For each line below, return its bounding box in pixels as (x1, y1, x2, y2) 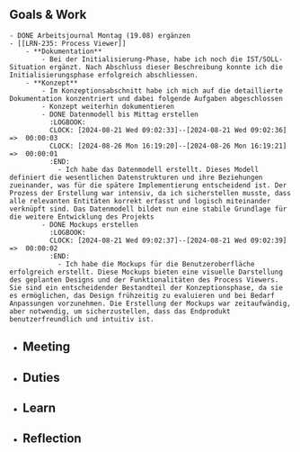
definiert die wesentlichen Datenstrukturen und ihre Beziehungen (9, 173, 263, 182)
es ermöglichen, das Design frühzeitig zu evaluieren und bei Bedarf (9, 291, 276, 300)
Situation (9, 62, 47, 71)
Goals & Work (9, 7, 87, 23)
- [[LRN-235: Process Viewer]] (9, 39, 127, 48)
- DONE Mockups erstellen (41, 220, 139, 229)
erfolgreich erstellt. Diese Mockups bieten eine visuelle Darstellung (9, 267, 283, 276)
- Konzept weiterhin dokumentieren (41, 102, 175, 111)
